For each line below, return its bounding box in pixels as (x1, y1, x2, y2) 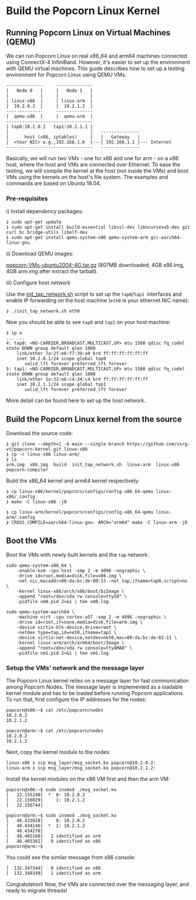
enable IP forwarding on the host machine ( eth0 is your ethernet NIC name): (6, 297, 190, 304)
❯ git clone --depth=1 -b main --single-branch (6, 441, 125, 447)
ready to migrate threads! (6, 887, 67, 894)
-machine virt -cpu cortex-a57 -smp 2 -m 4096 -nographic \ (16, 614, 167, 620)
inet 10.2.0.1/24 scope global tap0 (16, 356, 107, 362)
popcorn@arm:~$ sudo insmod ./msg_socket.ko (6, 813, 117, 819)
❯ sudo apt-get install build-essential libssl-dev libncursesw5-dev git (6, 224, 191, 230)
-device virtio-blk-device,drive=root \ (16, 624, 117, 630)
